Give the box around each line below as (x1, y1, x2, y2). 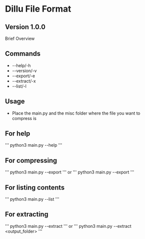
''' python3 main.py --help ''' (5, 142, 62, 148)
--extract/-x (12, 78, 36, 84)
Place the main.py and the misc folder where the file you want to (12, 110, 141, 116)
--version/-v (12, 68, 37, 73)
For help (5, 130, 30, 138)
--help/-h (12, 62, 31, 68)
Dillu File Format (5, 3, 72, 15)
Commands (5, 50, 41, 58)
